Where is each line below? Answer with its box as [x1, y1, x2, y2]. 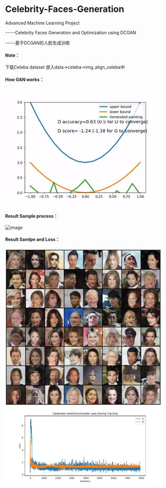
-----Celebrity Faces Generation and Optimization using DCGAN [5, 29, 136, 35]
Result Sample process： [5, 213, 58, 219]
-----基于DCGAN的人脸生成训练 [5, 40, 70, 46]
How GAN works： [5, 76, 44, 83]
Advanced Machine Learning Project [5, 20, 80, 26]
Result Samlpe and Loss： [5, 236, 60, 242]
